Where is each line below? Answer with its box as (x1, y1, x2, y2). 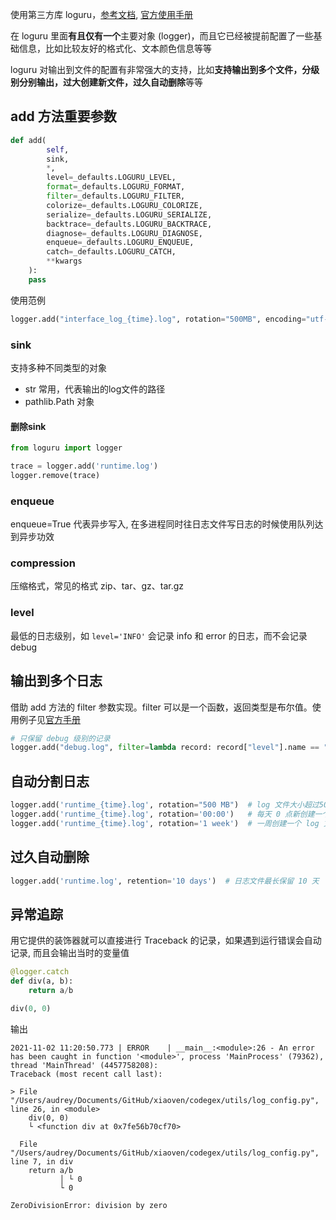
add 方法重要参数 (10, 108, 117, 125)
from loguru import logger (10, 443, 123, 453)
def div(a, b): (10, 976, 74, 987)
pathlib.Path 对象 (24, 395, 95, 407)
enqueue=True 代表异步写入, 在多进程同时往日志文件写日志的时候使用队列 (10, 518, 315, 530)
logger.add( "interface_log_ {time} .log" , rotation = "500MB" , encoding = (10, 314, 307, 324)
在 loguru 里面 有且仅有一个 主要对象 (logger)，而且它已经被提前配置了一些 (10, 30, 314, 42)
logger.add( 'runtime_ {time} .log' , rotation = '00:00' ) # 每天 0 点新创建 (10, 809, 315, 819)
